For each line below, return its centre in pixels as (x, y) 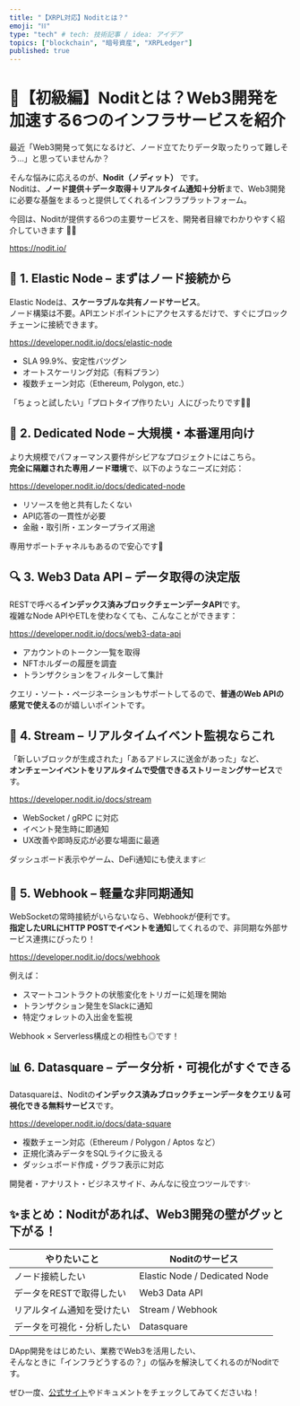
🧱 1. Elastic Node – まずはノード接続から (121, 279)
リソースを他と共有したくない (77, 505)
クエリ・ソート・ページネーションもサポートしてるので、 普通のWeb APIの (147, 693)
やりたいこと (73, 1259)
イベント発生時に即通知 (65, 829)
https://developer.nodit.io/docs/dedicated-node (97, 486)
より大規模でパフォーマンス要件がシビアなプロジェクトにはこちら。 (135, 457)
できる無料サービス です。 (72, 1105)
